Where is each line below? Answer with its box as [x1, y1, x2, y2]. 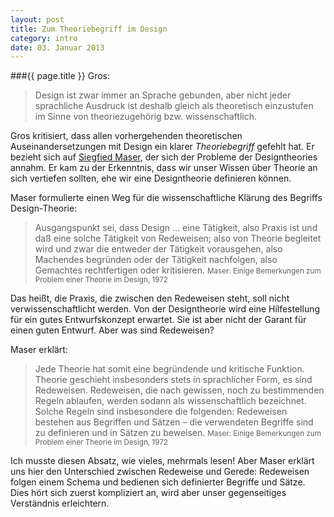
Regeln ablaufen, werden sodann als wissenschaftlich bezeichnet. [34, 395, 307, 407]
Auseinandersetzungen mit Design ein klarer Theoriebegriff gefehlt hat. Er [10, 141, 315, 153]
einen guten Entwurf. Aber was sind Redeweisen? [10, 324, 215, 336]
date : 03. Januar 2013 [10, 42, 105, 53]
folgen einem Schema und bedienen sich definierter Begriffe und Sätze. [10, 476, 306, 488]
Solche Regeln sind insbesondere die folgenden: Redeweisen [34, 406, 288, 418]
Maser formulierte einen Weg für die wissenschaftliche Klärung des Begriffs [10, 192, 323, 204]
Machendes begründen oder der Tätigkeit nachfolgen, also [34, 254, 278, 266]
